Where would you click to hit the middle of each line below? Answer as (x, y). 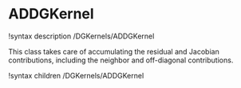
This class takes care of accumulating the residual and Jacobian (114, 51)
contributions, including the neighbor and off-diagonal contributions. (121, 60)
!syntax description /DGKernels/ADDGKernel (81, 36)
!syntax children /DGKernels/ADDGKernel (76, 75)
